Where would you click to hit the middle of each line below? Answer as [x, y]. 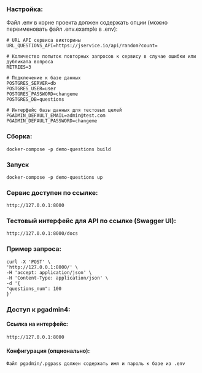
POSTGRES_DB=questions [35, 100]
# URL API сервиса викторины [44, 41]
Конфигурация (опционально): [48, 351]
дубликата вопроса [30, 62]
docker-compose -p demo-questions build [59, 149]
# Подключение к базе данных [44, 78]
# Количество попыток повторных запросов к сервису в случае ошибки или [101, 57]
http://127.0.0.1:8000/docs [42, 234]
